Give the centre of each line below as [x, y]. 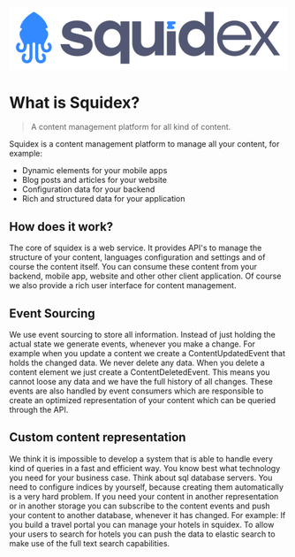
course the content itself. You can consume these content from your [133, 267]
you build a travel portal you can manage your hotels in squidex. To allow [142, 524]
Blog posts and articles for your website [95, 180]
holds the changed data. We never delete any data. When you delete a [137, 362]
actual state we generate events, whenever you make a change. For [132, 344]
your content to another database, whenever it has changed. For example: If [147, 515]
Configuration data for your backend [88, 189]
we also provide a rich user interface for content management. [123, 286]
